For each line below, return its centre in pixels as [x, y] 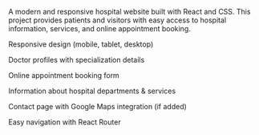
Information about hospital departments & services [92, 91]
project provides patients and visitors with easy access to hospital [117, 20]
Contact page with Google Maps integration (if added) [97, 106]
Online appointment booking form [64, 75]
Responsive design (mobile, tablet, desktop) [81, 44]
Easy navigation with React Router [65, 122]
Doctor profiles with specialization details [77, 60]
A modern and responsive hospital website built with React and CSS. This [129, 12]
